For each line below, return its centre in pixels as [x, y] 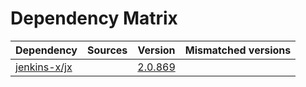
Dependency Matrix [94, 18]
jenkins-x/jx [44, 67]
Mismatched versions [238, 50]
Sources [107, 50]
